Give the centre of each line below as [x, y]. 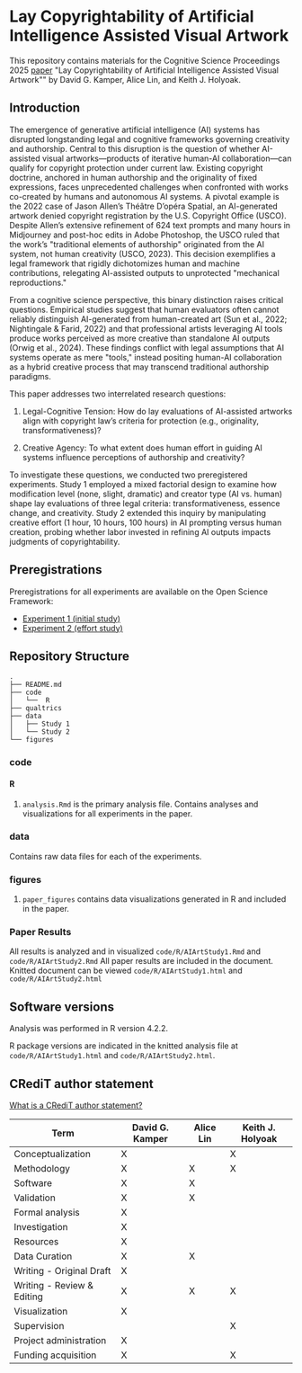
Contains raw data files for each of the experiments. [106, 856]
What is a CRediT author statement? [76, 1106]
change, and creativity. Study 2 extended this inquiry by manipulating [138, 513]
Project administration [60, 1341]
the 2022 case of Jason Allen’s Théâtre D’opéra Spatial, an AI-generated [144, 206]
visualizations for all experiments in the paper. [107, 813]
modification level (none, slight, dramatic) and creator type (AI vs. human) [146, 494]
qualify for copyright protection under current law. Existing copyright [136, 167]
